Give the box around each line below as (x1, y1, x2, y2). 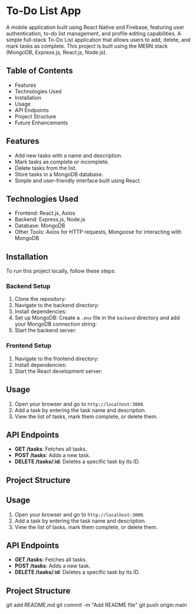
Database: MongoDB (14, 222, 65, 229)
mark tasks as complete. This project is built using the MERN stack (6, 42, 168, 50)
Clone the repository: (14, 295, 67, 303)
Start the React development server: (14, 367, 103, 375)
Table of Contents (6, 66, 74, 76)
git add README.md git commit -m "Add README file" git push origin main (6, 602, 187, 609)
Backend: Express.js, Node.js (14, 216, 86, 223)
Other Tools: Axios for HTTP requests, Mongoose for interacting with (14, 228, 182, 235)
